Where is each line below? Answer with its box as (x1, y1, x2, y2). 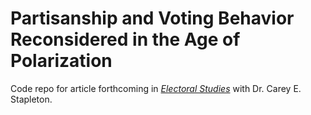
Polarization (10, 50, 113, 72)
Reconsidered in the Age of (10, 28, 241, 51)
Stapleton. (10, 93, 53, 105)
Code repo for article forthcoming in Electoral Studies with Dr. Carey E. (10, 82, 302, 94)
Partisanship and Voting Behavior (10, 7, 295, 30)
